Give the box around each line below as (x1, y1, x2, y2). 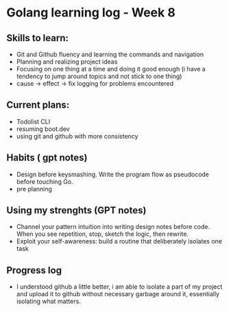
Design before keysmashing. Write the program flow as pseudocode (16, 170, 210, 178)
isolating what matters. (16, 297, 82, 306)
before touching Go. (16, 177, 73, 186)
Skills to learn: (6, 32, 69, 44)
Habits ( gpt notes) (6, 152, 88, 164)
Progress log (6, 264, 62, 276)
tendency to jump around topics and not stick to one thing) (16, 72, 182, 80)
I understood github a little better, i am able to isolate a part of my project (16, 283, 223, 291)
